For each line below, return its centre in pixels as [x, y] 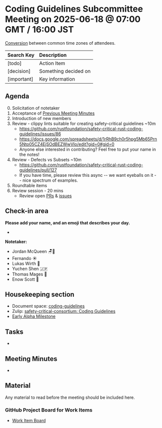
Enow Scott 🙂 [25, 279]
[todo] [15, 63]
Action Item [52, 63]
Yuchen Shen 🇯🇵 [30, 269]
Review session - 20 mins [38, 190]
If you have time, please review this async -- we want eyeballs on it [86, 175]
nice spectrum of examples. [50, 180]
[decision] [19, 71]
